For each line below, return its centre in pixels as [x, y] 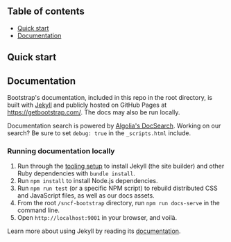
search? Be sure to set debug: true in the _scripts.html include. [99, 133]
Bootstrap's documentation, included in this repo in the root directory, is [110, 98]
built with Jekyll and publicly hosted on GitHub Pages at [87, 105]
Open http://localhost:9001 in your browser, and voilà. [97, 218]
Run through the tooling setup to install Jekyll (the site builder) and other [121, 166]
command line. [38, 210]
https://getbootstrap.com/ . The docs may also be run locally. [94, 112]
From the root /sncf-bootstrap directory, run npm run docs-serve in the [118, 203]
